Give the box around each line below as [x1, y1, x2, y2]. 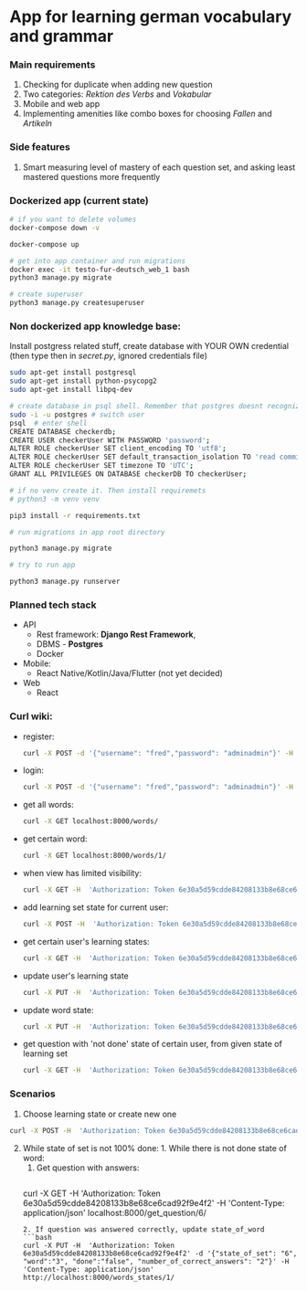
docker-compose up [9, 239, 79, 249]
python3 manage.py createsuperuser [9, 299, 145, 308]
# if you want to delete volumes [9, 215, 137, 225]
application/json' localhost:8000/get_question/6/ [22, 1207, 207, 1218]
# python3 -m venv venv [9, 494, 101, 503]
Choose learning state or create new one [22, 1108, 177, 1119]
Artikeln [22, 118, 53, 129]
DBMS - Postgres [36, 639, 103, 650]
